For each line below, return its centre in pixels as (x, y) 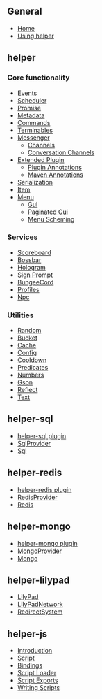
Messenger (33, 137)
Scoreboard (34, 252)
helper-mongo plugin (47, 543)
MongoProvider (40, 551)
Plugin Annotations (54, 167)
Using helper (35, 36)
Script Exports (38, 680)
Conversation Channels (61, 152)
